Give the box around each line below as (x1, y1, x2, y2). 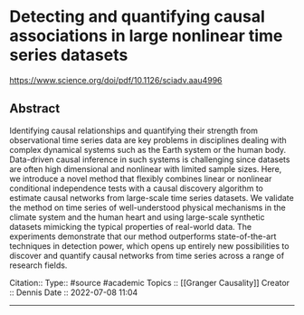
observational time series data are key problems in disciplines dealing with (9, 134, 287, 146)
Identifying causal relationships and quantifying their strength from (9, 125, 259, 136)
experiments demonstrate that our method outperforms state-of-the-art (9, 231, 277, 242)
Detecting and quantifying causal (9, 6, 265, 27)
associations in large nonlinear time (9, 25, 283, 46)
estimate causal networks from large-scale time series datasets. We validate (9, 192, 294, 203)
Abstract (9, 101, 61, 117)
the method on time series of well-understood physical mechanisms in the (9, 202, 287, 213)
